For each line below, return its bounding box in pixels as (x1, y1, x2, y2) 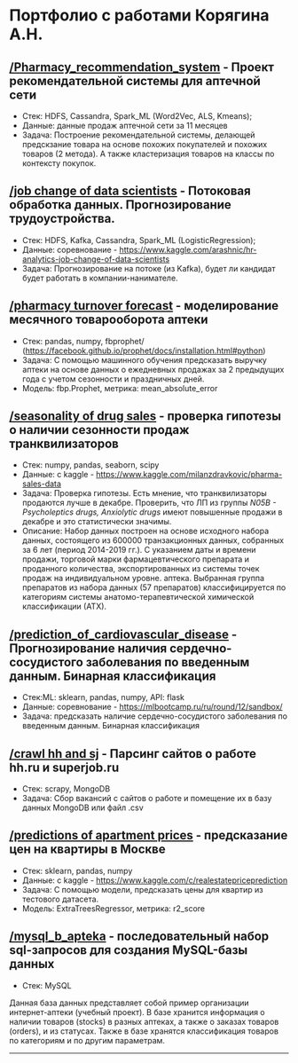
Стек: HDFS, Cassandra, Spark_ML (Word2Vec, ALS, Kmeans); (21, 111, 253, 121)
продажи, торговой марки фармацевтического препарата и (21, 554, 250, 564)
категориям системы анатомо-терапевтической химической (21, 592, 255, 602)
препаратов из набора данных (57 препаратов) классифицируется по (21, 582, 286, 593)
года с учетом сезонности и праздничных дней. (21, 374, 205, 384)
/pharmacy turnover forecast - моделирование (9, 298, 279, 313)
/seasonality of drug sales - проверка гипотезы (9, 409, 282, 424)
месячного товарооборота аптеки (9, 312, 208, 327)
